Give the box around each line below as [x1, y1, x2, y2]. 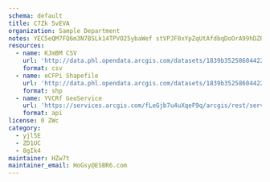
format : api [22, 110, 63, 118]
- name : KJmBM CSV [15, 49, 78, 57]
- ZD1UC [15, 139, 42, 147]
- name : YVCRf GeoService [15, 94, 103, 102]
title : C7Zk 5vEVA [8, 19, 70, 27]
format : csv [22, 64, 63, 72]
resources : [8, 42, 45, 50]
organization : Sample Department [8, 27, 121, 35]
